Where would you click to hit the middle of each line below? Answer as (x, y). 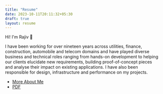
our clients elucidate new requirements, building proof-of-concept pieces (79, 62)
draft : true (17, 19)
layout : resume (20, 23)
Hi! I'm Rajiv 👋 (19, 37)
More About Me (28, 82)
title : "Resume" (21, 9)
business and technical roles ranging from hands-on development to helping (82, 57)
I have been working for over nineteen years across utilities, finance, (73, 46)
